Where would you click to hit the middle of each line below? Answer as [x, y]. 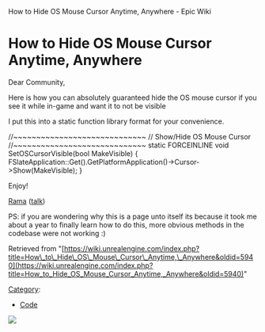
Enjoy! [19, 185]
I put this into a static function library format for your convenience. [116, 121]
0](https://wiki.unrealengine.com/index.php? [81, 265]
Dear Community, [37, 82]
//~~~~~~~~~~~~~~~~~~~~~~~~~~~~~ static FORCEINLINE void [119, 145]
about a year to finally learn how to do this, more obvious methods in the [126, 224]
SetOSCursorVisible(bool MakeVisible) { [73, 153]
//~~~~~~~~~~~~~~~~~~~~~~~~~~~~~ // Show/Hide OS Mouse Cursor [130, 136]
